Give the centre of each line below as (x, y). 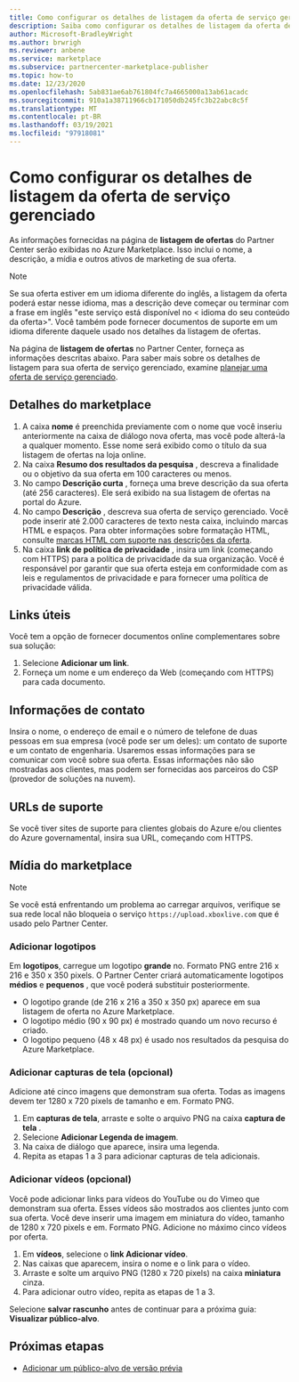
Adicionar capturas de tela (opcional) (91, 1072)
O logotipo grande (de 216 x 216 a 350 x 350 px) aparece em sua (141, 1002)
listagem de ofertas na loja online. (84, 454)
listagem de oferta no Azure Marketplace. (98, 1012)
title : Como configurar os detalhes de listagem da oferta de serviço (143, 17)
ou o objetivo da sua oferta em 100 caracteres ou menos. (127, 474)
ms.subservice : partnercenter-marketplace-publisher (109, 68)
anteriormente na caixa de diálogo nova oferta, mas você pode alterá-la (154, 435)
